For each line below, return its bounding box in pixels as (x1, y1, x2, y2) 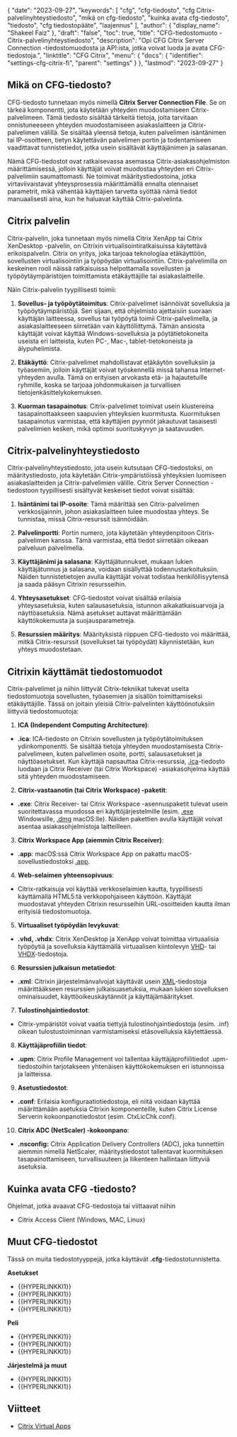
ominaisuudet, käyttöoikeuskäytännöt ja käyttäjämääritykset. (17, 992, 195, 1001)
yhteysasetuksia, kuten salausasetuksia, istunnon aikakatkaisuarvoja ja (17, 602, 224, 610)
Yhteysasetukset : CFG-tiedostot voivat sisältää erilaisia (17, 594, 182, 602)
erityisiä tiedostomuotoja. (17, 907, 92, 916)
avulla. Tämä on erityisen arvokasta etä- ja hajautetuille (46, 373, 207, 381)
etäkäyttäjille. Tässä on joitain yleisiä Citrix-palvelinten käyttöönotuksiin (7, 699, 215, 708)
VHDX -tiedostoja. (17, 949, 69, 959)
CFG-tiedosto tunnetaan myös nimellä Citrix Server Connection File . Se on (7, 98, 226, 106)
